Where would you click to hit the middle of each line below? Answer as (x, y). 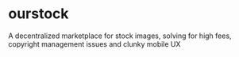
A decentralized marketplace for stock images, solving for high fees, (120, 36)
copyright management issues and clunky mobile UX (94, 44)
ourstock (39, 14)
